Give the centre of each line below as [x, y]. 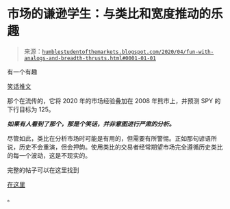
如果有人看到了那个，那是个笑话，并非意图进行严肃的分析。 [91, 124]
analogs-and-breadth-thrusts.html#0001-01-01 [90, 58]
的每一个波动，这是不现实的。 [49, 155]
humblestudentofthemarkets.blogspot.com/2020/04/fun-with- [128, 52]
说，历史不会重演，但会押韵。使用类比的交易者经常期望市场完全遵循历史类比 [115, 147]
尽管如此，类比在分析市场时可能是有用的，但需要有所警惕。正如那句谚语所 [112, 138]
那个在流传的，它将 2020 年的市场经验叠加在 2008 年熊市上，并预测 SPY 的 [114, 100]
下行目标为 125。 [31, 109]
